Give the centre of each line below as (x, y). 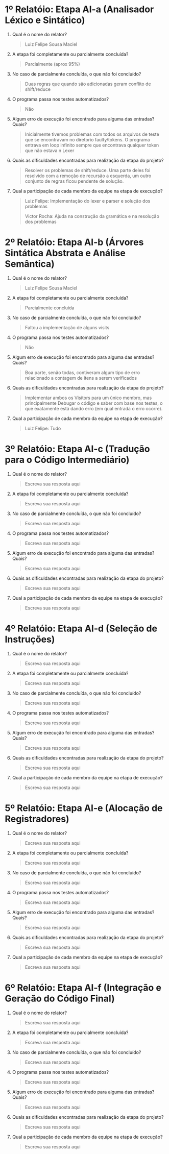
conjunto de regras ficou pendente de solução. (74, 181)
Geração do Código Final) (60, 998)
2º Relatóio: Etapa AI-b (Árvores (74, 242)
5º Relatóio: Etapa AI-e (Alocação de (84, 808)
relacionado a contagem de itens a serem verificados (81, 378)
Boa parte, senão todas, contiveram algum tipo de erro (82, 372)
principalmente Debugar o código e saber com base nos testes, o (94, 403)
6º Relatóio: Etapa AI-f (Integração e (83, 987)
